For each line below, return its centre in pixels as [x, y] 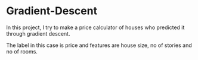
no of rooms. [22, 51]
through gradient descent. [38, 33]
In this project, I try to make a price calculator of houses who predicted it [95, 27]
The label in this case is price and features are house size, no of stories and [99, 45]
